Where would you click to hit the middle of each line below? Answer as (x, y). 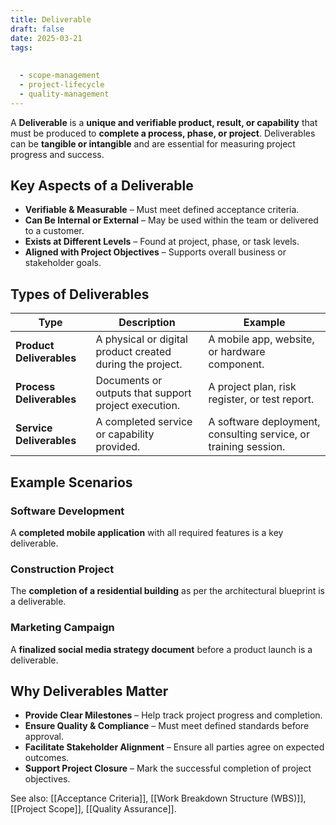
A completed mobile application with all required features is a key (147, 532)
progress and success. (57, 154)
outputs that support (143, 393)
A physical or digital (141, 339)
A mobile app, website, (261, 339)
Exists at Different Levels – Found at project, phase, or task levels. (162, 242)
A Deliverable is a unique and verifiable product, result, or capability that (164, 122)
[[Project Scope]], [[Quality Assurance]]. (93, 809)
